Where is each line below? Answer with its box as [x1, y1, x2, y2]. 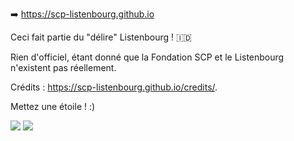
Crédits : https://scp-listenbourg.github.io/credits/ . [10, 81, 218, 93]
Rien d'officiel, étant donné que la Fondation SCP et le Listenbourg [10, 51, 285, 63]
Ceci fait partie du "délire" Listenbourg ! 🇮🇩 [10, 31, 192, 43]
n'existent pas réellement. [10, 62, 117, 73]
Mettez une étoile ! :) [10, 101, 96, 112]
